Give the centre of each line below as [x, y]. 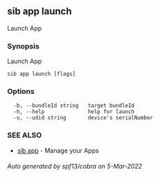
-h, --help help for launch [74, 112]
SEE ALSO [25, 135]
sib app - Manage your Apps [58, 150]
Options [21, 92]
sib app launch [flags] [42, 74]
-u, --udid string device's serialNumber [83, 118]
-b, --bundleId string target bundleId [74, 106]
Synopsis [23, 46]
